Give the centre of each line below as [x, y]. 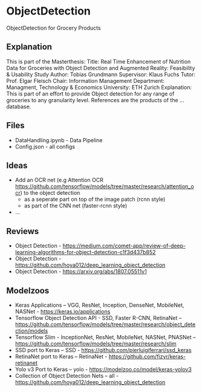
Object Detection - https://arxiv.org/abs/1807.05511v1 [81, 272]
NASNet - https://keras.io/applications [63, 312]
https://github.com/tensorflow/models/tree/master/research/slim [96, 344]
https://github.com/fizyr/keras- [147, 356]
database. [19, 106]
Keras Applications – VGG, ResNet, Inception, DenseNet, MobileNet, [99, 305]
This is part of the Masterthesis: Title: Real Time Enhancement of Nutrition [99, 61]
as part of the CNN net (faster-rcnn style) [76, 206]
